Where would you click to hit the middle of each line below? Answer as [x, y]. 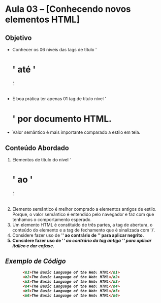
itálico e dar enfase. [33, 246]
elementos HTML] [43, 19]
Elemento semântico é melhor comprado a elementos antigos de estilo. [84, 209]
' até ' [24, 70]
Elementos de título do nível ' [42, 160]
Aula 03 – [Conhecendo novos [68, 9]
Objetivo [18, 38]
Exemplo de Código [36, 261]
